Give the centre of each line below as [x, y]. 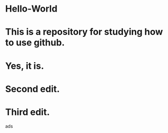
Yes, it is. [25, 66]
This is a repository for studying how [84, 32]
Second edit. [32, 89]
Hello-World [31, 9]
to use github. [35, 43]
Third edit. [28, 112]
